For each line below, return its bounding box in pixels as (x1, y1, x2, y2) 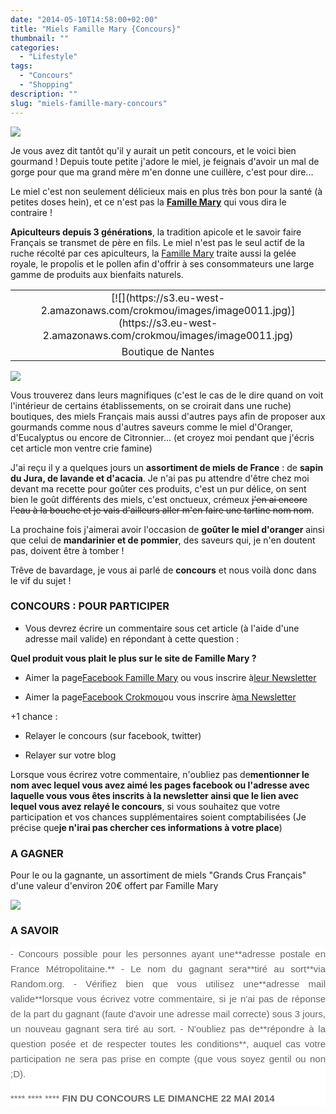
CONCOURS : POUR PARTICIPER (10, 599, 170, 613)
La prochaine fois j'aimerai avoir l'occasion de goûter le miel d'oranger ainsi (10, 523, 325, 535)
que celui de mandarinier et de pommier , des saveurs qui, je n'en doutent (10, 534, 316, 546)
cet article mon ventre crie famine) (10, 442, 153, 454)
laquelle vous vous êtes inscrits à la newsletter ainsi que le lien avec (10, 789, 299, 801)
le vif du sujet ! (10, 574, 72, 586)
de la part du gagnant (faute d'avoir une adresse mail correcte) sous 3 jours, (10, 1008, 326, 1020)
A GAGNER (10, 846, 64, 860)
